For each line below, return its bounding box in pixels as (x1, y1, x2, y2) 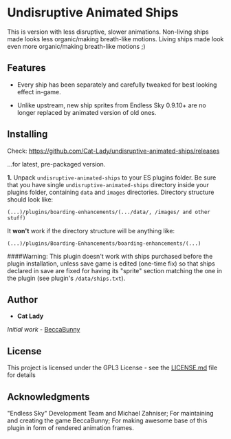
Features (7, 62, 46, 74)
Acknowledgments (7, 391, 91, 403)
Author (7, 294, 38, 306)
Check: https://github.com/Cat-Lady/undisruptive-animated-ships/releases (7, 147, 220, 155)
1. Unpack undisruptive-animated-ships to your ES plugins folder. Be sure (7, 173, 217, 182)
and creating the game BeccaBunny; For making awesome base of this (7, 416, 208, 425)
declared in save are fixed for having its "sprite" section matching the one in (7, 266, 222, 275)
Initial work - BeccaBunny (7, 325, 80, 334)
